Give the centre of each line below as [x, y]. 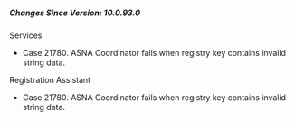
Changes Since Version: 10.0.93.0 [75, 13]
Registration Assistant [50, 79]
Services [26, 35]
